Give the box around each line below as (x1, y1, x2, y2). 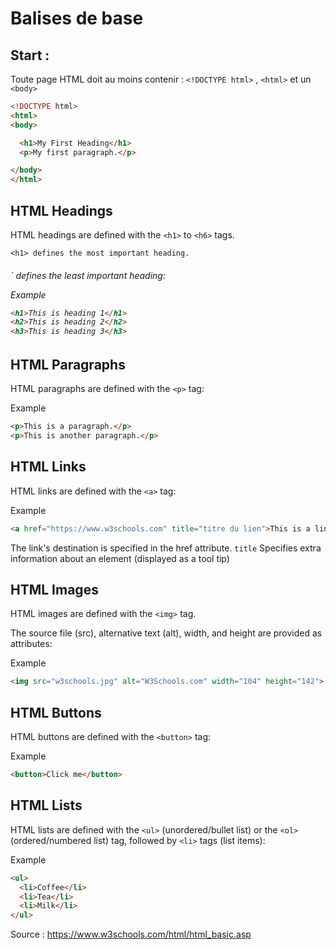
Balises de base (10, 7, 144, 30)
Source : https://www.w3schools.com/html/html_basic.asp (10, 928, 252, 941)
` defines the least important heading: (10, 269, 166, 281)
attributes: (10, 638, 53, 650)
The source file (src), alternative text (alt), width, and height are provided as (10, 627, 323, 639)
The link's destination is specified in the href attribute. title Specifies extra (10, 542, 322, 554)
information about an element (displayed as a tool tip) (10, 552, 230, 564)
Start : (10, 47, 50, 64)
